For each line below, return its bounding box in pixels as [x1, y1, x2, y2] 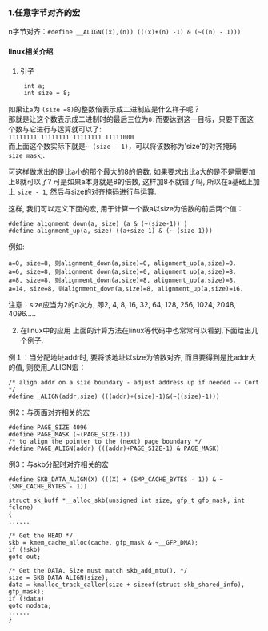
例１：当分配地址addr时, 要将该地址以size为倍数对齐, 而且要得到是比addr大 [8, 352, 256, 362]
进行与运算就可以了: [35, 124, 102, 134]
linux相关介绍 [8, 46, 54, 56]
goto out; [8, 553, 42, 561]
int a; [23, 82, 46, 90]
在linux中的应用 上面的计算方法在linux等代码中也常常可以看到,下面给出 [19, 325, 252, 335]
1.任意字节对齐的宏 [8, 6, 81, 18]
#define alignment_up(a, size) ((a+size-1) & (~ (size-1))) [8, 227, 214, 235]
